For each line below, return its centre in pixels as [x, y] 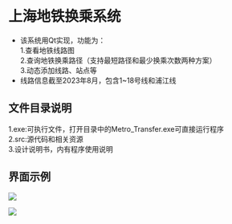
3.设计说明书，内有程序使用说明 [61, 149]
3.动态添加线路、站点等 [59, 70]
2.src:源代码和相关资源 [46, 139]
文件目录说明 [40, 108]
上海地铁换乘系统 [65, 16]
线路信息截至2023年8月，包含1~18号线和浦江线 [98, 80]
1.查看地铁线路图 [47, 50]
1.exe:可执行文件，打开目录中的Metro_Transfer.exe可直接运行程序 [116, 128]
